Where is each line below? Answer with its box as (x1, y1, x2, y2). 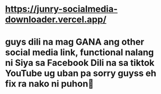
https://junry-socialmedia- (5, 3, 118, 15)
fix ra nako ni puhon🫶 (5, 78, 94, 90)
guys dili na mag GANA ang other (5, 36, 145, 48)
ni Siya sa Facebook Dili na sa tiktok (5, 58, 155, 68)
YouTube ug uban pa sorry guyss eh (5, 68, 157, 79)
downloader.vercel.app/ (5, 14, 107, 25)
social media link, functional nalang (5, 47, 154, 58)
